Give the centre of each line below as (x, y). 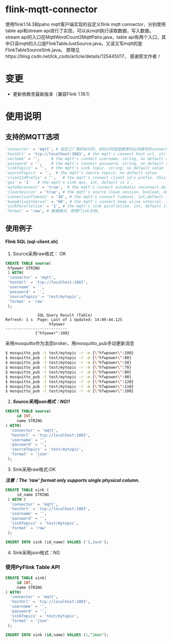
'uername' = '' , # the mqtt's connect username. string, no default (84, 159)
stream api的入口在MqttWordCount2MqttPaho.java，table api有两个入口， (83, 37)
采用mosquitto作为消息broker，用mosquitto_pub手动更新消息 (70, 344)
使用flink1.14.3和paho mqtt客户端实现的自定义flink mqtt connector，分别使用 (86, 24)
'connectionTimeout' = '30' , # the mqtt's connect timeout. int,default (84, 197)
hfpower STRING (24, 268)
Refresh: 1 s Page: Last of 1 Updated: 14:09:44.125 (64, 320)
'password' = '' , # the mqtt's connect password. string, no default (84, 163)
